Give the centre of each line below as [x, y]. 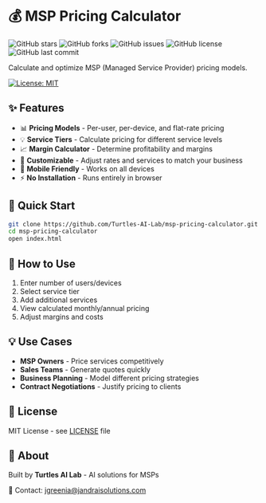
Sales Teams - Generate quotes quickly [85, 369]
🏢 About [29, 456]
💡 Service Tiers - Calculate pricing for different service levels [121, 139]
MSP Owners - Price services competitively [92, 361]
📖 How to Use [42, 263]
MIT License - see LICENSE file [59, 430]
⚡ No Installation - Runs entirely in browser [91, 178]
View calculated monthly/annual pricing [84, 308]
